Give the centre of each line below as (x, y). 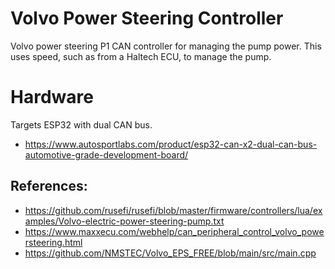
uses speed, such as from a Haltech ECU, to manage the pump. (141, 56)
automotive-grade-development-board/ (106, 154)
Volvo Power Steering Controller (147, 18)
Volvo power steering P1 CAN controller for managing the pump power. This (166, 46)
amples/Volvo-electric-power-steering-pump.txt (124, 221)
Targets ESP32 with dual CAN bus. (81, 124)
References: (49, 186)
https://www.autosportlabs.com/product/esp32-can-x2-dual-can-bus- (171, 144)
